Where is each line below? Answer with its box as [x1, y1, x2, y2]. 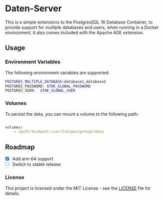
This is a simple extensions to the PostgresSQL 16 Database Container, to [5, 19, 153, 25]
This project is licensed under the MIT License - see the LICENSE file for [5, 185, 151, 191]
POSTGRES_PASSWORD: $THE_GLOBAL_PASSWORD [5, 84, 91, 89]
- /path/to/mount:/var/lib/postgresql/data [14, 129, 104, 134]
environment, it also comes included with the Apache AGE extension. [5, 29, 144, 35]
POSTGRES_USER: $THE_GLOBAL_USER [5, 88, 76, 93]
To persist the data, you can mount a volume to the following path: [5, 111, 139, 117]
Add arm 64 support [12, 156, 54, 162]
